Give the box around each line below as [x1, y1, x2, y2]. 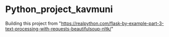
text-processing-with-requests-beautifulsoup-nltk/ [5, 25, 111, 31]
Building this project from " [5, 20, 61, 26]
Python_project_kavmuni [5, 4, 113, 15]
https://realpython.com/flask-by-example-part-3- [60, 20, 164, 26]
